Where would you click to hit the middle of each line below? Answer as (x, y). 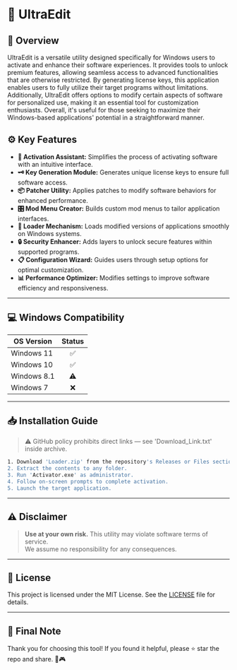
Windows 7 (30, 387)
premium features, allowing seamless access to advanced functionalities (113, 72)
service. (36, 541)
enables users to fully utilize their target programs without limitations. (108, 87)
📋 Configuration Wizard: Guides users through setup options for (113, 259)
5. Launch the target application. (60, 488)
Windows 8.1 (33, 376)
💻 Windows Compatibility (66, 318)
